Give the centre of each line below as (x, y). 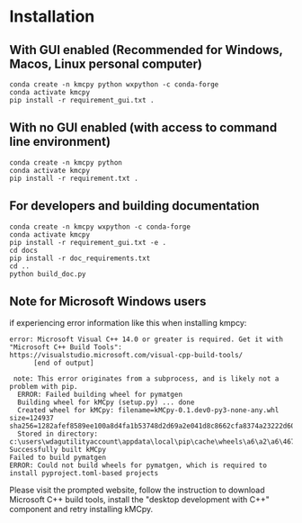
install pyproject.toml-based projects (84, 473)
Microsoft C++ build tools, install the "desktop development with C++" (139, 500)
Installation (52, 17)
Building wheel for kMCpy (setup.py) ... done (106, 402)
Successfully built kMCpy (58, 450)
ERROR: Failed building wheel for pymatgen (100, 395)
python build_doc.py (48, 274)
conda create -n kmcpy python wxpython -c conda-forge (114, 85)
